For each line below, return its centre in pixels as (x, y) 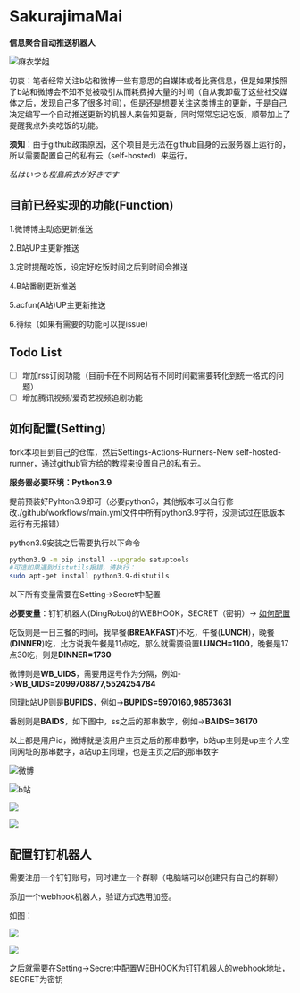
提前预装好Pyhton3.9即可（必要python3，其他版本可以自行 (117, 501)
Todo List (36, 352)
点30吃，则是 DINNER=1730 (60, 655)
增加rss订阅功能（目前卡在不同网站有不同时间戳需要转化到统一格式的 (149, 375)
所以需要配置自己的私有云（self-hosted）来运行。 (101, 155)
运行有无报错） (37, 523)
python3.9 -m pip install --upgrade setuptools (100, 560)
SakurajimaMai (66, 17)
